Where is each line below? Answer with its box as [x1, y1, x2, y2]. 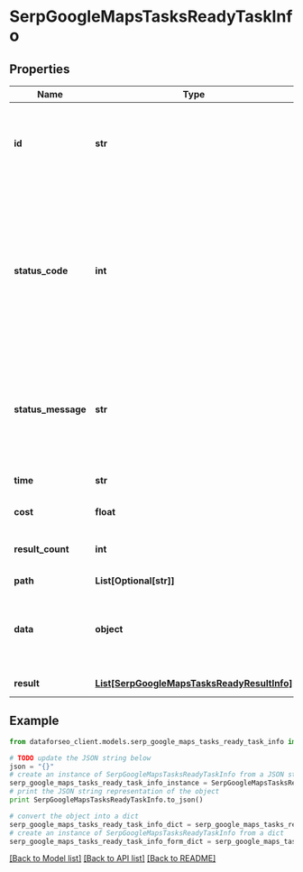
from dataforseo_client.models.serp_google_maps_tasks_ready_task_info [9, 737, 284, 746]
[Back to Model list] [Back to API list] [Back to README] [9, 853, 216, 864]
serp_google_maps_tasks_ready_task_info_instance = [9, 778, 207, 788]
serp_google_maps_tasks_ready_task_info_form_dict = [9, 837, 212, 846]
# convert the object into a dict [9, 812, 140, 821]
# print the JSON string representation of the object [9, 787, 220, 796]
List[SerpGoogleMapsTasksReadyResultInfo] [95, 677, 293, 689]
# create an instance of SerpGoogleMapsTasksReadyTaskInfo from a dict [9, 828, 284, 838]
